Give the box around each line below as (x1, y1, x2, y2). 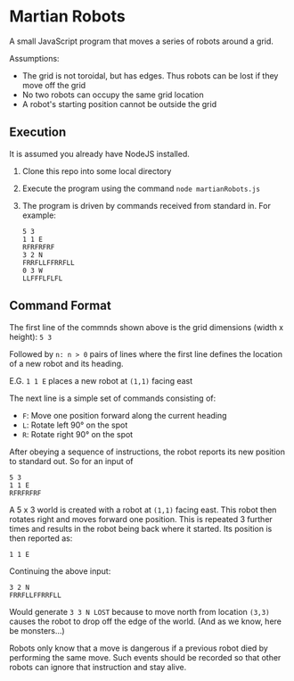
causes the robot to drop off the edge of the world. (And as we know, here (9, 616, 282, 627)
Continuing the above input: (9, 565, 111, 577)
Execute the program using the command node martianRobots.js (21, 183, 261, 194)
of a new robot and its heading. (9, 358, 124, 369)
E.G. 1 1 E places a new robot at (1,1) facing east (9, 375, 193, 386)
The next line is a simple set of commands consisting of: (9, 393, 216, 403)
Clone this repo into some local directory (21, 165, 172, 176)
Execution (9, 125, 67, 140)
